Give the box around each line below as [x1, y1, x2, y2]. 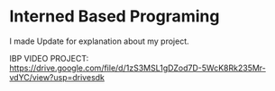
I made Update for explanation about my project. [9, 36, 189, 46]
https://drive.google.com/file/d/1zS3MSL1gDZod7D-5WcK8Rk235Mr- [9, 62, 266, 73]
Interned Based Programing [9, 6, 220, 27]
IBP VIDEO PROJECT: [9, 53, 89, 63]
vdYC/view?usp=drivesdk [9, 71, 105, 82]
